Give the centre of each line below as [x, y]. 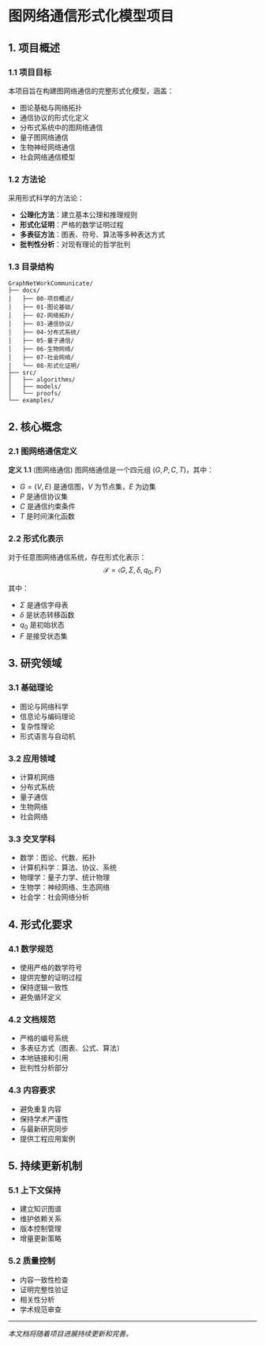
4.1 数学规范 [31, 949]
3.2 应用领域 [32, 759]
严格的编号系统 [44, 1038]
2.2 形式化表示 [36, 539]
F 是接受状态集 [43, 636]
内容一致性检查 [44, 1279]
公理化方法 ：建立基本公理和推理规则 [78, 215]
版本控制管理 [40, 1229]
